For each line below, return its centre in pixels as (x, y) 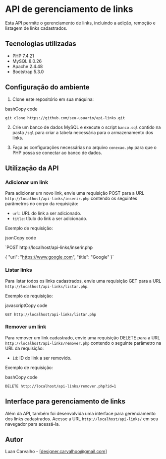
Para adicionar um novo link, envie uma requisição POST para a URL (75, 193)
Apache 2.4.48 (28, 66)
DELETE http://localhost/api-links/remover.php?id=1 (61, 386)
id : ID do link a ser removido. (42, 358)
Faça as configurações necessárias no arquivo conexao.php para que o (84, 147)
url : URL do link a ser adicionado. (47, 213)
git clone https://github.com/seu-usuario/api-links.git (65, 118)
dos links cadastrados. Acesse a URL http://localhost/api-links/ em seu (82, 419)
